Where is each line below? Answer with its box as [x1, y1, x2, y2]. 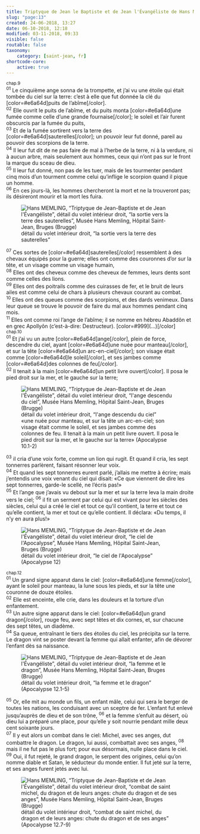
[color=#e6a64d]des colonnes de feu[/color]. [6, 360, 118, 367]
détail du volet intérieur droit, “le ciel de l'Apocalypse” [21, 552, 153, 559]
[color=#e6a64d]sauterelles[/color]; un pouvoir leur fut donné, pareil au [6, 133, 183, 140]
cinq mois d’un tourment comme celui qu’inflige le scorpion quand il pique [6, 173, 188, 180]
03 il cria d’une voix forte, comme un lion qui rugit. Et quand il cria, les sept [6, 454, 189, 462]
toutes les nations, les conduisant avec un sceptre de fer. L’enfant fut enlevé [6, 704, 193, 711]
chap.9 [6, 80, 21, 86]
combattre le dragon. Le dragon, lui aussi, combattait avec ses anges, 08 [6, 738, 185, 746]
